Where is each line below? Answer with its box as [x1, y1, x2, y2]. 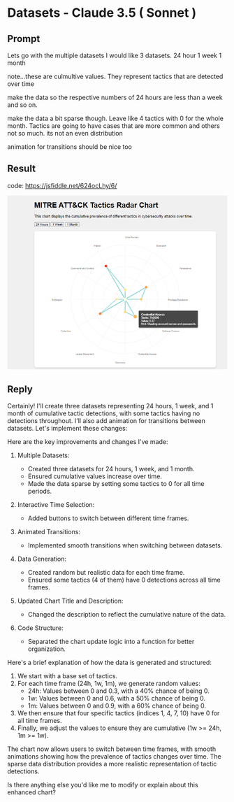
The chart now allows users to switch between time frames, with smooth [7, 745, 217, 753]
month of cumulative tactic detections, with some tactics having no [7, 409, 200, 417]
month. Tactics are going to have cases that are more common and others [7, 122, 220, 130]
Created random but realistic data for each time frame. [27, 568, 185, 577]
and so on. [7, 101, 38, 109]
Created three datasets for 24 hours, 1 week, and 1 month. [27, 465, 195, 473]
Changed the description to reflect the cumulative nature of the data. [27, 610, 226, 619]
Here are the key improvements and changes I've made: [7, 438, 169, 446]
